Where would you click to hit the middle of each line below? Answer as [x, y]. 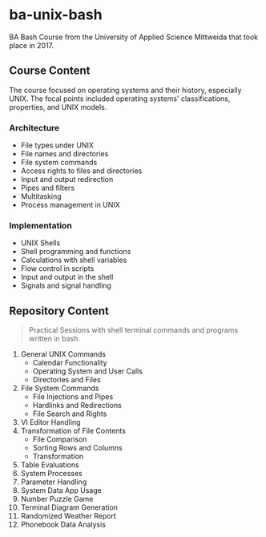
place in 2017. [32, 45]
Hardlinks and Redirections [77, 406]
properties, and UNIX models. [58, 107]
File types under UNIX [57, 145]
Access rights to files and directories [81, 171]
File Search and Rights [70, 414]
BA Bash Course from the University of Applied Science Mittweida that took [134, 37]
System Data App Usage [61, 491]
